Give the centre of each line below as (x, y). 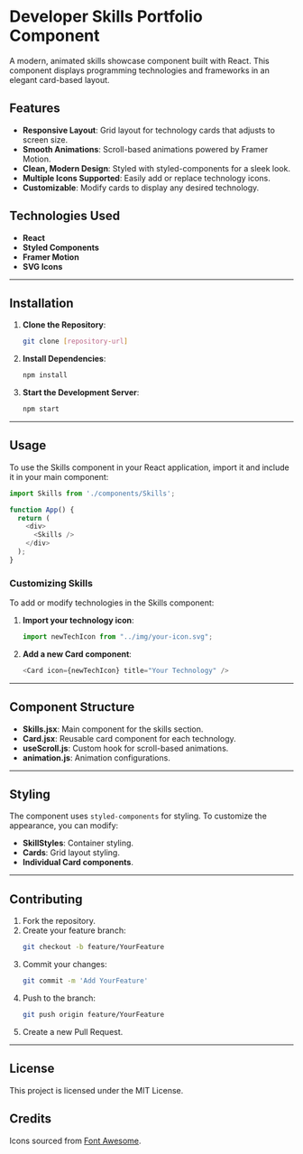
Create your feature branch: (74, 930)
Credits (31, 1119)
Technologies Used (64, 216)
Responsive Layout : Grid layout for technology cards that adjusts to (148, 130)
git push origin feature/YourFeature (93, 1015)
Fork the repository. (59, 921)
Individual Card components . (78, 863)
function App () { (42, 510)
